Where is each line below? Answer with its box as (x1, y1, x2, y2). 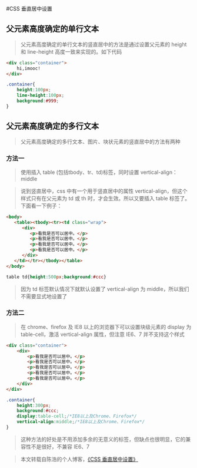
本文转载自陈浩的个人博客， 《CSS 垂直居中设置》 (20, 456, 138, 463)
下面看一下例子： (20, 202, 62, 209)
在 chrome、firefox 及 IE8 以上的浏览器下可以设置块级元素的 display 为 (20, 323, 192, 330)
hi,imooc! (16, 65, 41, 71)
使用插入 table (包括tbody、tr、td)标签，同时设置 (20, 169, 139, 176)
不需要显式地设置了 (20, 292, 68, 299)
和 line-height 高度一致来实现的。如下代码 (20, 48, 122, 55)
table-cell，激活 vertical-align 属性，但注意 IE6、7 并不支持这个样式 (20, 331, 185, 338)
